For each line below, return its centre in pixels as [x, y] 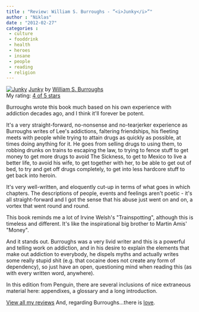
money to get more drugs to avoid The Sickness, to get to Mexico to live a [97, 157]
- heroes [20, 51]
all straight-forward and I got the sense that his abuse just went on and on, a [99, 200]
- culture [21, 34]
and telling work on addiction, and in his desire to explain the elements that [98, 248]
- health [20, 45]
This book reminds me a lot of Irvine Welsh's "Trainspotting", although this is [100, 218]
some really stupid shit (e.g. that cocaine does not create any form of [91, 261]
